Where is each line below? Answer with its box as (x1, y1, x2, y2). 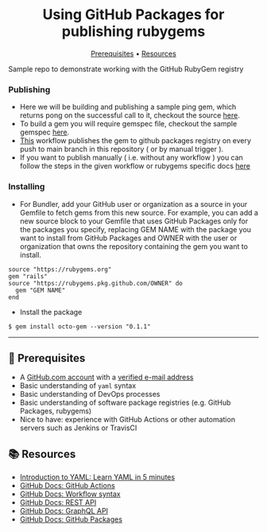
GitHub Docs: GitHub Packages (19, 515, 123, 524)
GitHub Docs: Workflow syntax (19, 489, 121, 499)
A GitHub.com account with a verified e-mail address (19, 372, 194, 382)
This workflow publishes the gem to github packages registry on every (19, 136, 252, 146)
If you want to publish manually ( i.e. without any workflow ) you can (19, 153, 244, 162)
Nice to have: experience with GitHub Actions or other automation (19, 415, 236, 425)
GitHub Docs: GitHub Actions (19, 481, 115, 491)
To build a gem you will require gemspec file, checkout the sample (19, 119, 238, 129)
